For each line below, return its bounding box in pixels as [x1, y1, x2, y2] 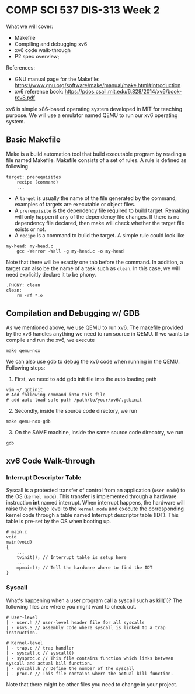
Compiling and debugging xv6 [14, 40, 88, 47]
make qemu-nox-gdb [6, 419, 51, 424]
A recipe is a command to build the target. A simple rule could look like [14, 232, 185, 239]
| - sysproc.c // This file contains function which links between [6, 655, 174, 661]
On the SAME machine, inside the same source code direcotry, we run [14, 429, 184, 436]
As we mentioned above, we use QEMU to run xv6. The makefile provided [6, 324, 184, 331]
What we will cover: [6, 23, 54, 30]
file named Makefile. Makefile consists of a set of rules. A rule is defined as [6, 156, 187, 164]
